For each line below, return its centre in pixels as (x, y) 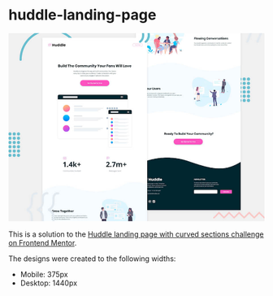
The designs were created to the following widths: (92, 259)
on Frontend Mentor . (43, 242)
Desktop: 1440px (49, 283)
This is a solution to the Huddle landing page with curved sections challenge (136, 234)
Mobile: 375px (44, 274)
